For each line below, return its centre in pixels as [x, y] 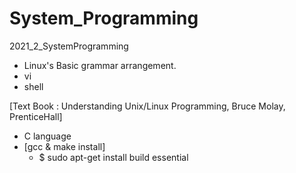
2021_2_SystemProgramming [69, 46]
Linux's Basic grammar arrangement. [100, 65]
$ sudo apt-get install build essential [113, 157]
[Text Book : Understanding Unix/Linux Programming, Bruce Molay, [147, 106]
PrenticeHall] [36, 116]
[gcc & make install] [64, 146]
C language [47, 136]
